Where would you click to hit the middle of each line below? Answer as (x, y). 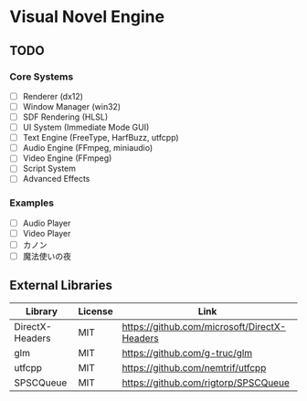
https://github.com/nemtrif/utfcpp (194, 367)
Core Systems (42, 77)
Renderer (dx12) (53, 96)
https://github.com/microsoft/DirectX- (204, 326)
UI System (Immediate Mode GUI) (86, 127)
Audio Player (47, 223)
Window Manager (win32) (72, 106)
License (95, 311)
